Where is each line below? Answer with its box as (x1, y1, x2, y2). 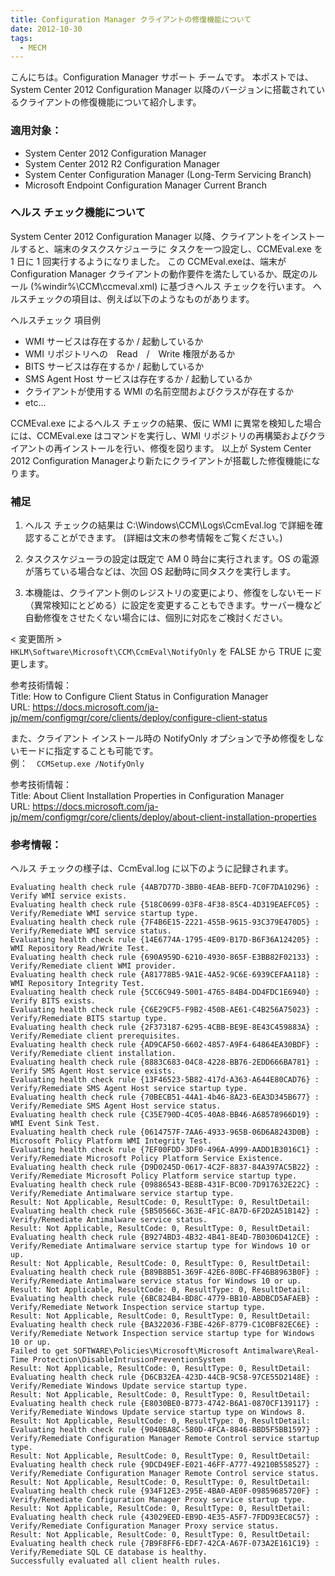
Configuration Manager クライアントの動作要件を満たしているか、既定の (10, 267, 310, 280)
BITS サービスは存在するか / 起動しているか (24, 360, 205, 372)
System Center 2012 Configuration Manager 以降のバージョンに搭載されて (10, 84, 317, 96)
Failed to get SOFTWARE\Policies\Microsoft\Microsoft (10, 1346, 240, 1356)
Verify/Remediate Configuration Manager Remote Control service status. (10, 1469, 320, 1479)
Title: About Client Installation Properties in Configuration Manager (10, 790, 285, 802)
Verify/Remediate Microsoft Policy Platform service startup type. (10, 1171, 298, 1181)
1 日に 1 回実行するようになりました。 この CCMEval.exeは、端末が (10, 255, 287, 267)
